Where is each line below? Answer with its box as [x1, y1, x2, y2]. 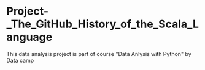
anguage [6, 30, 53, 44]
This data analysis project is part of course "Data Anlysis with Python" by [6, 50, 191, 57]
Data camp [6, 57, 34, 64]
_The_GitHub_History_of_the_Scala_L [6, 17, 199, 31]
